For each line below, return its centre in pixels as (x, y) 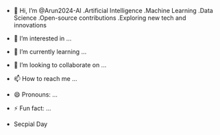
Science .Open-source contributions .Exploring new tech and (100, 18)
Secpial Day (30, 124)
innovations (30, 25)
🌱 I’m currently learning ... (50, 52)
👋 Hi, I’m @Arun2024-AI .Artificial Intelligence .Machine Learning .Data (113, 11)
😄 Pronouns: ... (36, 95)
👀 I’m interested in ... (42, 38)
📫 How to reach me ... (45, 78)
